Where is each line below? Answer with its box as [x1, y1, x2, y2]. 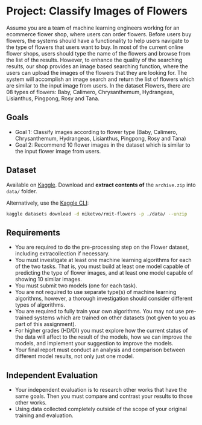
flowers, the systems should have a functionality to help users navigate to [6, 37, 189, 44]
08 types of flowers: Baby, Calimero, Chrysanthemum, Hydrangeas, [6, 88, 175, 95]
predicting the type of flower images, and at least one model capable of [14, 269, 194, 276]
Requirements [6, 228, 60, 238]
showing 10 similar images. [14, 276, 83, 283]
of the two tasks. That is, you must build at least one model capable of [14, 263, 190, 270]
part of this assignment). [14, 321, 77, 328]
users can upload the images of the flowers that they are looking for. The [6, 69, 188, 76]
